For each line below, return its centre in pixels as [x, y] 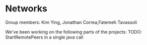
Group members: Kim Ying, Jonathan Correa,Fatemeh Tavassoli [71, 22]
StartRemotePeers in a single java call [44, 37]
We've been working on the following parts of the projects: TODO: [74, 32]
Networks [26, 9]
